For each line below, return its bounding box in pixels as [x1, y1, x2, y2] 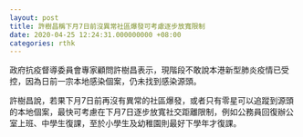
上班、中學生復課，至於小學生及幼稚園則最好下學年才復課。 [16, 118, 242, 129]
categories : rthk [9, 38, 76, 48]
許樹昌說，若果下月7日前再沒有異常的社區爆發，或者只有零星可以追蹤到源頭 [9, 95, 294, 106]
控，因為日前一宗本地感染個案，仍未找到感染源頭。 [9, 76, 202, 87]
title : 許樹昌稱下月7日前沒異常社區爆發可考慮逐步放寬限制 [9, 22, 205, 31]
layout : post [9, 13, 59, 23]
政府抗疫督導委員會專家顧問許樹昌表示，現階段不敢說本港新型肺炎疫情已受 [9, 64, 289, 75]
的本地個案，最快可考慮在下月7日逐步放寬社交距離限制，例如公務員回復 [9, 106, 278, 118]
